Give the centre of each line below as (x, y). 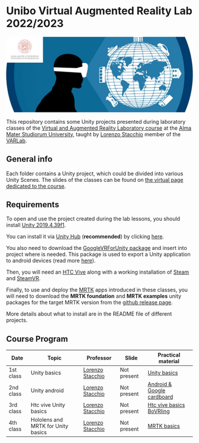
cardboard (161, 397)
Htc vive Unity (48, 405)
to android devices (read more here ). (51, 261)
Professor (99, 358)
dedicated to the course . (36, 186)
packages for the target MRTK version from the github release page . (89, 303)
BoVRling (159, 411)
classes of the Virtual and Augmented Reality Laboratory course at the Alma (99, 128)
